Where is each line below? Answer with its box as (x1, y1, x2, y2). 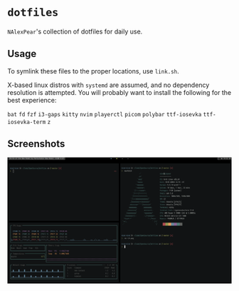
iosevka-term (7, 118, 46, 126)
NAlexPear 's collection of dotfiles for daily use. (7, 27, 143, 36)
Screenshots (7, 138, 65, 150)
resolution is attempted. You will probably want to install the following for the (7, 88, 232, 96)
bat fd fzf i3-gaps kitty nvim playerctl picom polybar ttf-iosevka (7, 111, 202, 118)
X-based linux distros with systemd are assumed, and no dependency (7, 81, 210, 89)
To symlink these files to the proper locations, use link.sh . (7, 66, 179, 75)
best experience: (7, 96, 57, 104)
